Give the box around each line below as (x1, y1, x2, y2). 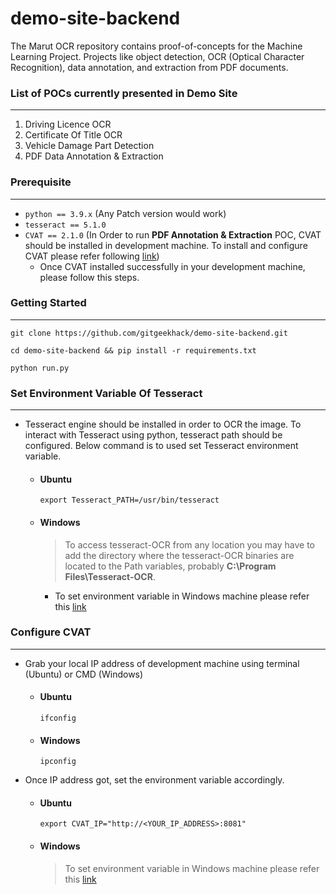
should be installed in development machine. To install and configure (24, 239, 308, 251)
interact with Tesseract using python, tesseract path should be (24, 429, 283, 441)
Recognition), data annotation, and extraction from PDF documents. (10, 61, 289, 73)
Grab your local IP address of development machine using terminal (24, 657, 300, 669)
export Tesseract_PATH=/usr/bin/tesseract (39, 495, 220, 506)
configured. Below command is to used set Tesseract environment (24, 440, 299, 452)
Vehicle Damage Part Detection (24, 140, 155, 152)
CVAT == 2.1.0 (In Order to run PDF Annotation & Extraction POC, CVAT (24, 228, 322, 241)
